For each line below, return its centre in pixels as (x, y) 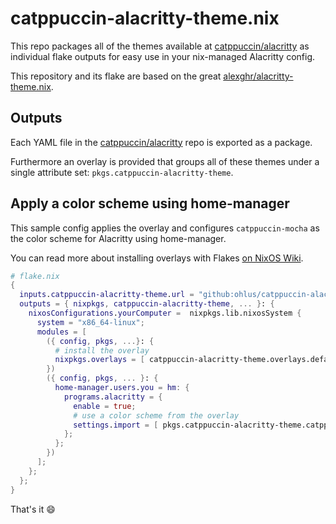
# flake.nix (35, 276)
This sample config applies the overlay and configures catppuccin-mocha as (165, 228)
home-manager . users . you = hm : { (122, 388)
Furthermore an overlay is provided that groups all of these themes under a (165, 161)
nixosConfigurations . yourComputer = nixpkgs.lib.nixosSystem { (165, 313)
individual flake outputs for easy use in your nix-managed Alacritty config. (163, 56)
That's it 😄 (33, 509)
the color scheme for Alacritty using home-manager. (118, 238)
